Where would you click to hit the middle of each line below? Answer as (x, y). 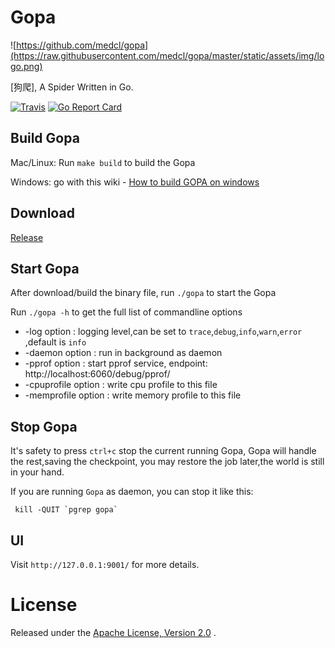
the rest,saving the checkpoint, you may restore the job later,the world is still (167, 462)
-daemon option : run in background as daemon (123, 353)
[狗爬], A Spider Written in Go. (72, 87)
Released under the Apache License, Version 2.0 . (113, 632)
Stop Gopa (44, 426)
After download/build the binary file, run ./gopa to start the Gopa (143, 293)
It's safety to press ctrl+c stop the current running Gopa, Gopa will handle (163, 451)
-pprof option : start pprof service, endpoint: (116, 363)
